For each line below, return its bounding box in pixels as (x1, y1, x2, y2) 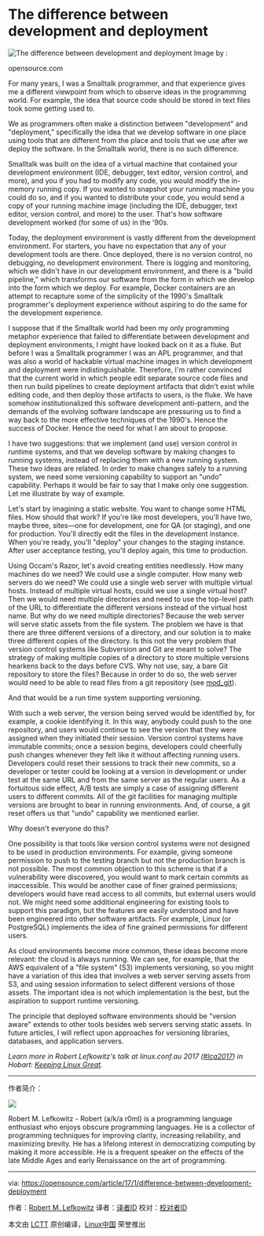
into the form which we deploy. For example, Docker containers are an (8, 283, 236, 292)
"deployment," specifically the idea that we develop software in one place (8, 127, 247, 137)
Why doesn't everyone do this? (8, 823, 109, 833)
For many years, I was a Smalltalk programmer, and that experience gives (8, 79, 246, 88)
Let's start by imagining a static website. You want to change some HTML (8, 504, 247, 513)
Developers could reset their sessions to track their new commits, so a (8, 758, 236, 768)
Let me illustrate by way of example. (8, 489, 126, 498)
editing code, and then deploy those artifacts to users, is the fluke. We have (8, 390, 253, 399)
